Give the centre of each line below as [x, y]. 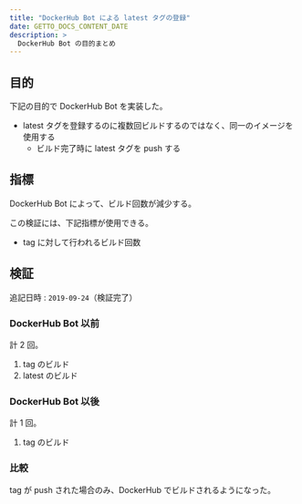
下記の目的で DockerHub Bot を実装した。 [89, 107]
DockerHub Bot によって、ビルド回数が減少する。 [103, 203]
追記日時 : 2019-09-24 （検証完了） [73, 297]
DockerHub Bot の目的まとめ [67, 43]
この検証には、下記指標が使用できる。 [81, 222]
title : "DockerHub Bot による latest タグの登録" [100, 18]
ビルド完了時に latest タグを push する [108, 149]
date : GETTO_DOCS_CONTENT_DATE [69, 26]
